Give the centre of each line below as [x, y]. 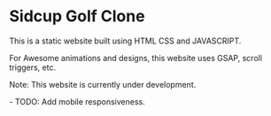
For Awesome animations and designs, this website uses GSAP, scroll [136, 58]
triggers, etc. [32, 67]
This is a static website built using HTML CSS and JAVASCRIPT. [125, 41]
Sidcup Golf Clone [77, 16]
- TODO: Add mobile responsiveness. [77, 101]
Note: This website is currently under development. [103, 84]
